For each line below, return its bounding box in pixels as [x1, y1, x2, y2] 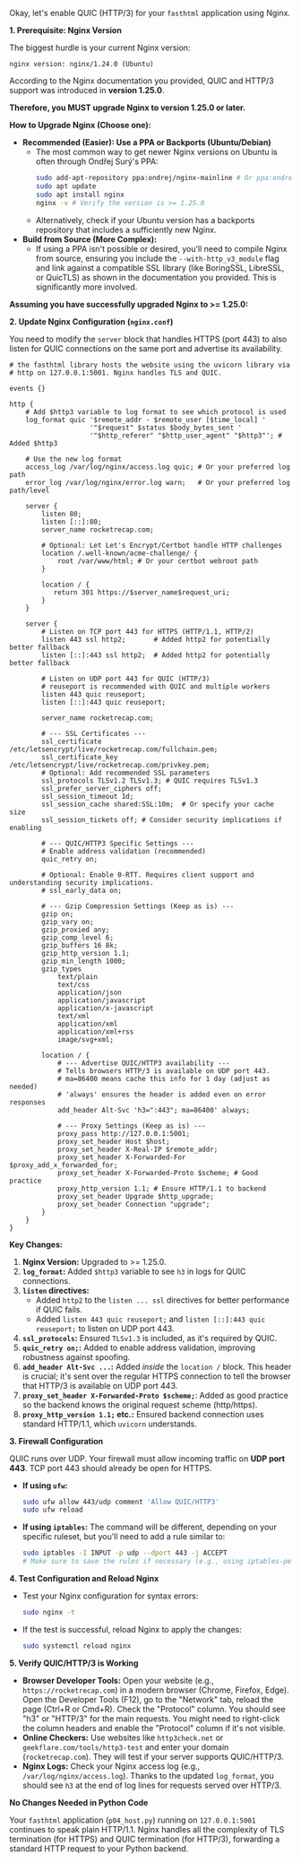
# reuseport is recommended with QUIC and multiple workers [41, 681, 271, 691]
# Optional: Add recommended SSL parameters [41, 768, 211, 777]
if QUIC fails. [35, 1304, 83, 1314]
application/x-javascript [56, 1003, 154, 1012]
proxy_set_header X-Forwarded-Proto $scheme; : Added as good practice [21, 1390, 288, 1400]
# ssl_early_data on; [41, 886, 123, 895]
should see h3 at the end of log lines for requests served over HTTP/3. [21, 1780, 282, 1790]
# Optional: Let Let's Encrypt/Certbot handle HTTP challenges [41, 541, 282, 550]
